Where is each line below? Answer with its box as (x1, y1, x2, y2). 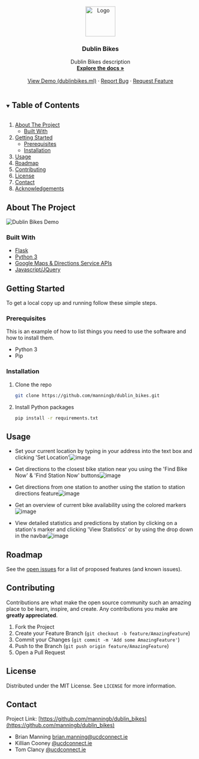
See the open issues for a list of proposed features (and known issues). (6, 566, 182, 572)
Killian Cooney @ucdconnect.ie (14, 740, 93, 747)
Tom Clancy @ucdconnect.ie (14, 746, 87, 753)
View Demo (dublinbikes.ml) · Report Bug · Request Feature (27, 77, 173, 85)
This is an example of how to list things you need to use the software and (6, 328, 186, 335)
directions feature (14, 490, 59, 497)
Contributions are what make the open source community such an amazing (6, 599, 191, 606)
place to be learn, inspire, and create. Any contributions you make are (6, 605, 178, 612)
